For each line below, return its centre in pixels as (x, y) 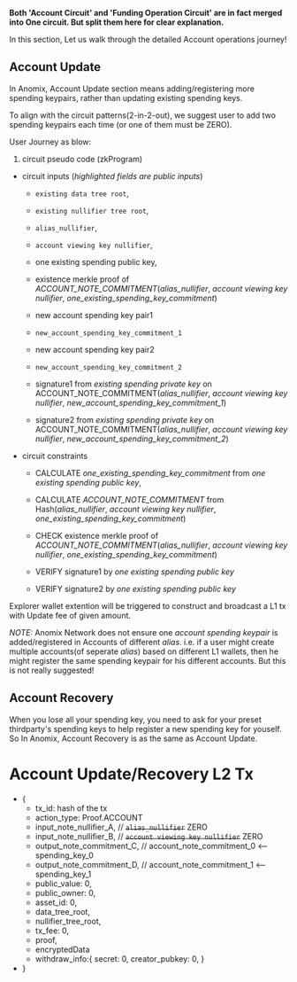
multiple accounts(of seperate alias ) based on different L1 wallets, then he (144, 651)
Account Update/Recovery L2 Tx (132, 774)
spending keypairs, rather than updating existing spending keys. (126, 97)
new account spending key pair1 (94, 315)
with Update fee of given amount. (70, 615)
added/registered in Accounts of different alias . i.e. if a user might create (142, 642)
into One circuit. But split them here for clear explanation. (117, 22)
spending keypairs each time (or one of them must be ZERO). (121, 124)
